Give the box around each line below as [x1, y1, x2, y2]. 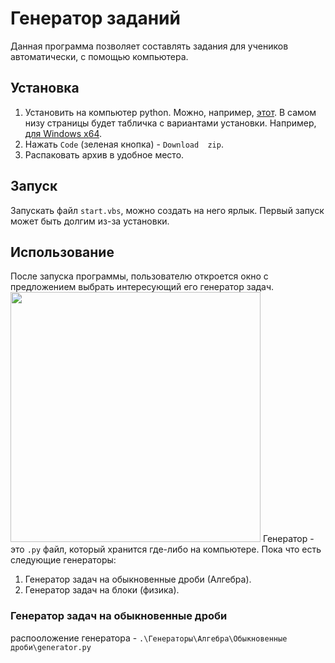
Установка [10, 80, 80, 97]
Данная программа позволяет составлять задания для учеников [10, 40, 289, 52]
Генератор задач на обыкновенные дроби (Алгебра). [24, 573, 252, 586]
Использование [10, 243, 115, 261]
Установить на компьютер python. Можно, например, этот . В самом [24, 106, 317, 118]
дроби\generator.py [10, 642, 92, 652]
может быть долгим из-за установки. [10, 215, 170, 227]
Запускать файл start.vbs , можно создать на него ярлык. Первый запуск [10, 204, 325, 216]
